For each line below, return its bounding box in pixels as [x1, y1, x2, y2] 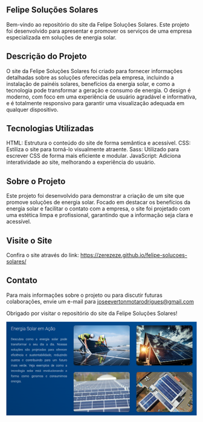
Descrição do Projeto [6, 51, 87, 62]
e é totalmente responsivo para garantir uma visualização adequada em [6, 99, 185, 106]
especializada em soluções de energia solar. [6, 33, 117, 41]
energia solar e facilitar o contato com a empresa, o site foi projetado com [6, 205, 190, 212]
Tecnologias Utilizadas [6, 123, 94, 134]
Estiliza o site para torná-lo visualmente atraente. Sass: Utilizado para [6, 146, 179, 153]
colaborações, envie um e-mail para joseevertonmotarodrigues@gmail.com [6, 297, 195, 305]
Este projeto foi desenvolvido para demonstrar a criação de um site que [6, 192, 185, 200]
